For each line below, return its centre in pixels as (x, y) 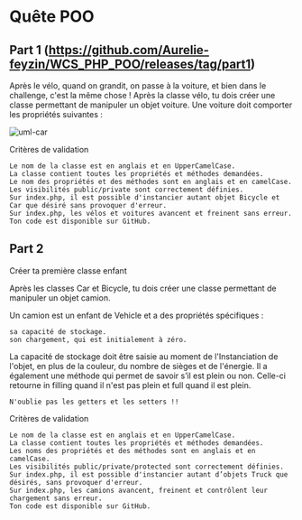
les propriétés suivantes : (56, 114)
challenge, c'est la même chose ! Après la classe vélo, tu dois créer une (142, 95)
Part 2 (27, 249)
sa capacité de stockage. (58, 331)
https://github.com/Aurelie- (129, 50)
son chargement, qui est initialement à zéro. (98, 339)
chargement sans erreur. (56, 498)
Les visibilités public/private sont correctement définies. (127, 190)
